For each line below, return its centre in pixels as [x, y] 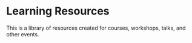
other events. [23, 34]
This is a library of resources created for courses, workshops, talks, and [96, 28]
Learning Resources [58, 11]
